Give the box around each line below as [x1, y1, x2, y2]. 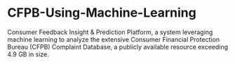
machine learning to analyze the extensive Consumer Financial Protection [7, 35, 220, 43]
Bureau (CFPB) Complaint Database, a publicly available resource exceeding [7, 42, 229, 51]
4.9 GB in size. [7, 50, 49, 58]
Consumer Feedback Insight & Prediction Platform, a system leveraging [7, 28, 213, 36]
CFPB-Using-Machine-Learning [7, 5, 196, 21]
